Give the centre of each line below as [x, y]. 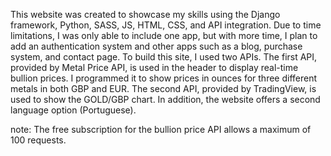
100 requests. [38, 140]
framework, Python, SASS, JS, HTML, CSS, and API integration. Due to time [166, 25]
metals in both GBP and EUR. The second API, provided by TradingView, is [163, 88]
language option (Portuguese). [73, 110]
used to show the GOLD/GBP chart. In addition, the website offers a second [165, 99]
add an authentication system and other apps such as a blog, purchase [156, 46]
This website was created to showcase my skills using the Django [145, 14]
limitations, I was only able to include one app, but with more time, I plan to [164, 35]
